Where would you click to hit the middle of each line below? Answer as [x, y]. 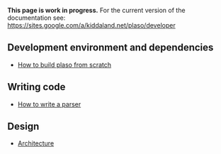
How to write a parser [49, 104]
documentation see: [36, 18]
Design [23, 127]
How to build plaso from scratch [64, 65]
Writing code [36, 87]
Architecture [36, 143]
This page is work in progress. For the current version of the [96, 10]
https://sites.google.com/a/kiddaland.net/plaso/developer [91, 25]
